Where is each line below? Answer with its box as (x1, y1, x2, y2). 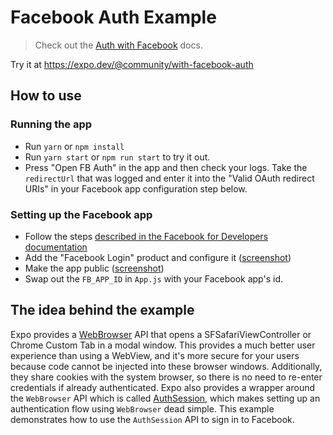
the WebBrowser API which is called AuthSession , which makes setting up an (10, 392, 321, 404)
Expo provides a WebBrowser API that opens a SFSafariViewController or (10, 328, 312, 340)
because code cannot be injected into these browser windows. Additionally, (10, 360, 323, 372)
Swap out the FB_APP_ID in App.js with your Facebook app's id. (24, 272, 284, 285)
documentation (24, 241, 88, 253)
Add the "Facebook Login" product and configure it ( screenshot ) (24, 251, 292, 263)
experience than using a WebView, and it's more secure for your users (10, 349, 300, 361)
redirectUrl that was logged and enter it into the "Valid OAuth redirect (24, 172, 315, 184)
